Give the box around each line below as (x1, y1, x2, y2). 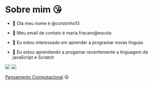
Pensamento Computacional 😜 (5, 74, 69, 80)
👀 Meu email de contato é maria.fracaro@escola (12, 30, 112, 36)
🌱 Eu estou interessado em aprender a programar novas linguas (12, 39, 144, 45)
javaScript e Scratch (12, 54, 54, 60)
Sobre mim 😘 (5, 4, 62, 15)
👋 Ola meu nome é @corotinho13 (12, 20, 80, 26)
